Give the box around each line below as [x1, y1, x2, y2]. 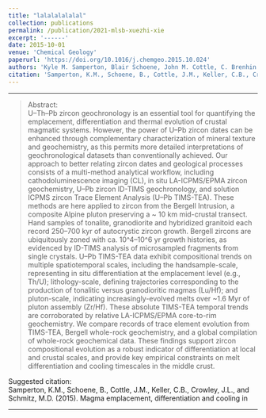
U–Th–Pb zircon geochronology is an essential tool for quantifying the [27, 108, 256, 117]
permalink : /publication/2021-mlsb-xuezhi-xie [8, 26, 165, 34]
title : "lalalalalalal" [8, 11, 87, 20]
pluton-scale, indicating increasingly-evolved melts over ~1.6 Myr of [27, 293, 250, 303]
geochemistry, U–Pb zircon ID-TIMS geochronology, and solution [27, 184, 240, 194]
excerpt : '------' [8, 33, 69, 42]
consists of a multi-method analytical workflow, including [27, 167, 215, 177]
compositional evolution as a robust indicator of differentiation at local [27, 344, 256, 354]
